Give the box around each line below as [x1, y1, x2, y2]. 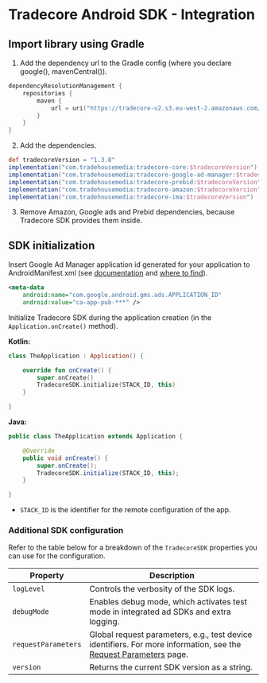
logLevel [12, 585, 45, 593]
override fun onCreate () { [22, 366, 112, 374]
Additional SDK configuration [8, 525, 124, 536]
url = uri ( [50, 104, 87, 112]
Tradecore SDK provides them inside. [19, 216, 143, 226]
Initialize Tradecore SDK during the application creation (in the [8, 312, 212, 322]
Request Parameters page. [89, 649, 189, 660]
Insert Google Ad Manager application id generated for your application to [8, 260, 250, 269]
